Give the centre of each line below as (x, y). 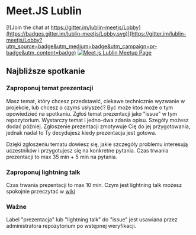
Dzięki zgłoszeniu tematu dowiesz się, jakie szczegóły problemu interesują (97, 144)
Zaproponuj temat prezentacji (50, 88)
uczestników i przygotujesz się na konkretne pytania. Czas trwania (87, 150)
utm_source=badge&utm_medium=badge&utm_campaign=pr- (82, 46)
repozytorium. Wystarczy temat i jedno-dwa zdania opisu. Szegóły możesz (98, 120)
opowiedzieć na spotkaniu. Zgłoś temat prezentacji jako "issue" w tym (92, 113)
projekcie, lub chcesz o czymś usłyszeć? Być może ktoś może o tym (90, 107)
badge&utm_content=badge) (41, 52)
